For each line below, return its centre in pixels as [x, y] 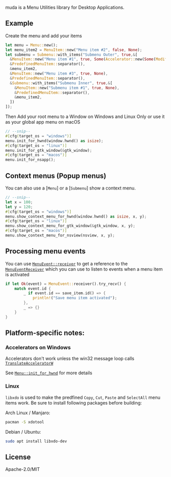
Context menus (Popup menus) [56, 176]
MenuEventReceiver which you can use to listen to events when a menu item [84, 269]
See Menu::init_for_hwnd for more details [49, 373]
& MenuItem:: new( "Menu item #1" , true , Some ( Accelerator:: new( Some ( [83, 59]
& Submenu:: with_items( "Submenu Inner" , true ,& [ [61, 83]
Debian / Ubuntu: [23, 432]
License [18, 457]
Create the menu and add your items [44, 36]
